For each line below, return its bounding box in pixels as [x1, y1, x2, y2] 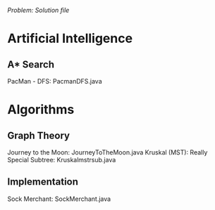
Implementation [7, 176, 79, 188]
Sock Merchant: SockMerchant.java [7, 195, 111, 203]
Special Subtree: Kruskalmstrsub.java [7, 156, 116, 164]
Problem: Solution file [7, 6, 70, 14]
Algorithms [7, 102, 75, 118]
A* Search [7, 58, 55, 70]
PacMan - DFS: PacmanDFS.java [7, 77, 102, 85]
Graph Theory [7, 129, 70, 141]
